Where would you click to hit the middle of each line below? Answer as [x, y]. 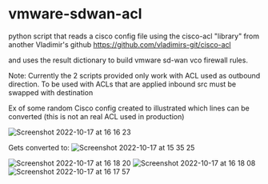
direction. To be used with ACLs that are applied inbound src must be [122, 84]
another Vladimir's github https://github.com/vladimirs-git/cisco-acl [120, 44]
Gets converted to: [39, 147]
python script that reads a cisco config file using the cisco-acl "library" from [134, 36]
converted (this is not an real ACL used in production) [96, 116]
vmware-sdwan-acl [75, 14]
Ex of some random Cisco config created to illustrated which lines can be [129, 108]
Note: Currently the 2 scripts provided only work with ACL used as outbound [134, 75]
